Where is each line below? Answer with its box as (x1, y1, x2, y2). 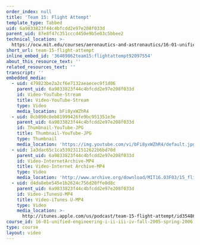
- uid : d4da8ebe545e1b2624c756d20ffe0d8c (11, 180, 116, 186)
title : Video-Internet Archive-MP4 (17, 164, 105, 169)
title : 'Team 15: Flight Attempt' (6, 14, 92, 20)
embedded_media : (6, 75, 46, 81)
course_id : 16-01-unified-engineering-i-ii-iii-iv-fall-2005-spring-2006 (6, 219, 193, 225)
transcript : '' (6, 70, 44, 76)
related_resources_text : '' (6, 64, 76, 70)
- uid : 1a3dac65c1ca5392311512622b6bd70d (11, 147, 116, 153)
